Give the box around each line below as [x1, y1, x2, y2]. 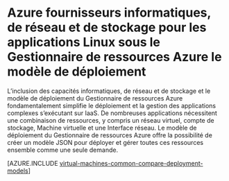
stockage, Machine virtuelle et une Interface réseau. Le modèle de [7, 123, 197, 132]
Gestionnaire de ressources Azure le [7, 49, 222, 65]
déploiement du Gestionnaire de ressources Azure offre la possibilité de [7, 130, 213, 139]
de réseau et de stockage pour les [7, 19, 207, 35]
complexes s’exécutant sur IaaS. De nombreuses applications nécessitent [7, 109, 217, 117]
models [7, 166, 29, 175]
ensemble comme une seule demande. [7, 146, 119, 154]
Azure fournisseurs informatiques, [7, 5, 212, 21]
